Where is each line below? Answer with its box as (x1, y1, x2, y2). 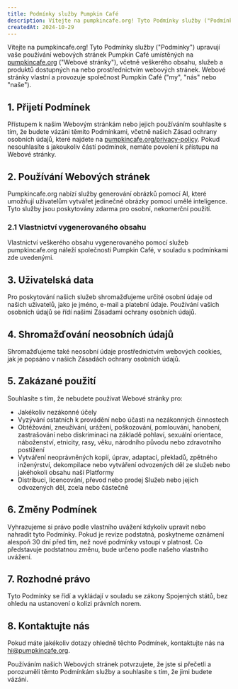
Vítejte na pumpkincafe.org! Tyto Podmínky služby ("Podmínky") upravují (7, 43, 220, 52)
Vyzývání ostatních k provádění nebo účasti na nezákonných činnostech (17, 415, 229, 424)
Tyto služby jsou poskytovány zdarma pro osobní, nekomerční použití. (7, 205, 212, 213)
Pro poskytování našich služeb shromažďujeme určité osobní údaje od (7, 293, 212, 301)
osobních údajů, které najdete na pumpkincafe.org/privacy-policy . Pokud (7, 135, 220, 144)
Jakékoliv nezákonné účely (17, 408, 97, 416)
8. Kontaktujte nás (7, 620, 90, 632)
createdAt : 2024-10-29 (7, 23, 74, 30)
